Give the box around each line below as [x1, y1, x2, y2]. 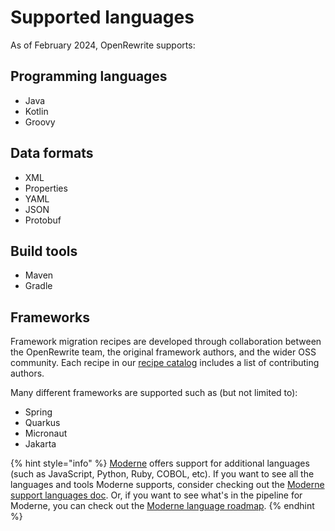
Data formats [10, 145, 94, 162]
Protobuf [24, 214, 62, 226]
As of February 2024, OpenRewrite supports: [10, 39, 196, 51]
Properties [24, 182, 68, 194]
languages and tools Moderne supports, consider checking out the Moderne [10, 479, 325, 491]
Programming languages [10, 68, 168, 85]
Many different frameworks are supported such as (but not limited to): [10, 387, 298, 399]
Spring [24, 406, 53, 418]
